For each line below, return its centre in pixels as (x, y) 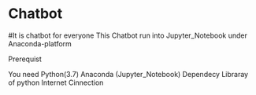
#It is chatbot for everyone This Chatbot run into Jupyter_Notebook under (128, 35)
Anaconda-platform (40, 43)
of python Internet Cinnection (56, 82)
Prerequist (25, 59)
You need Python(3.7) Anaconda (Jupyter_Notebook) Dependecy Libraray (128, 74)
